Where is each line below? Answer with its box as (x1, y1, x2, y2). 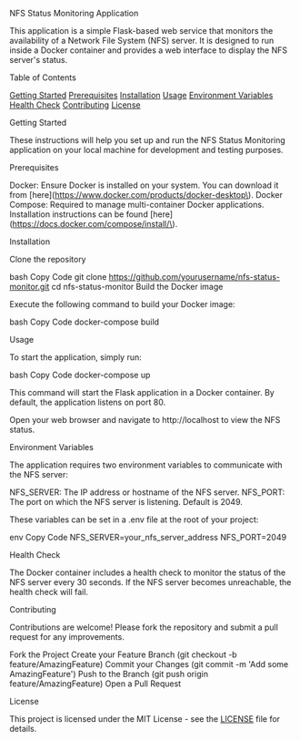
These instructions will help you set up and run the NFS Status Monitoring (9, 135, 286, 145)
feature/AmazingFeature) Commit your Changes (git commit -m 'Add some (9, 659, 289, 669)
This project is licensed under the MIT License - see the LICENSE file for (9, 714, 280, 724)
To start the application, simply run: (9, 352, 143, 363)
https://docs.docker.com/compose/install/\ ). (12, 219, 178, 229)
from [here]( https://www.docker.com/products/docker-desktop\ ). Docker (9, 190, 284, 200)
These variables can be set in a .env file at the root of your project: (9, 514, 259, 525)
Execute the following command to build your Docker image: (9, 299, 235, 309)
